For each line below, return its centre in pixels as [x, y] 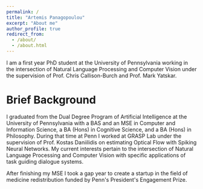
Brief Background [51, 100]
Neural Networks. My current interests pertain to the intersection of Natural [100, 149]
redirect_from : [25, 34]
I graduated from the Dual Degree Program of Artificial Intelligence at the [97, 117]
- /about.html [29, 46]
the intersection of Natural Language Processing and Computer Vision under [101, 69]
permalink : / [23, 12]
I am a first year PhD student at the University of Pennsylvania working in [97, 62]
